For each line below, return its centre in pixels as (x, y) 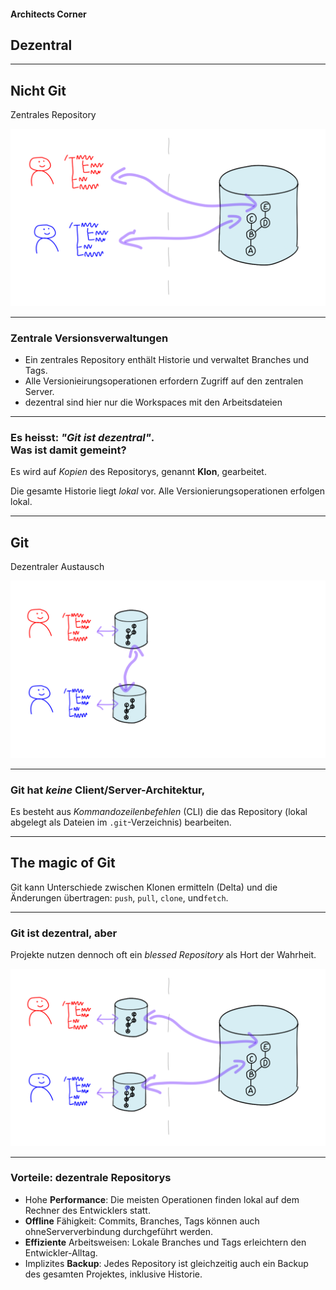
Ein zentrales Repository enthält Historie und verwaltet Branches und (167, 360)
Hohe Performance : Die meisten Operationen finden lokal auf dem (162, 1199)
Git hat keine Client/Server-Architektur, (108, 790)
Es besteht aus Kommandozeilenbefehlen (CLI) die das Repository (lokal (159, 811)
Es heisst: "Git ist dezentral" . (82, 437)
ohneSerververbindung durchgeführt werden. (119, 1231)
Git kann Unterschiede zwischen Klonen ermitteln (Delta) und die (144, 887)
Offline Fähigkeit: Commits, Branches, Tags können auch (142, 1221)
